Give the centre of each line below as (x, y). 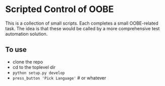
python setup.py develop (39, 73)
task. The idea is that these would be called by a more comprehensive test (82, 28)
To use (16, 50)
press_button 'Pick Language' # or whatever (59, 78)
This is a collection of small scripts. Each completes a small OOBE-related (82, 23)
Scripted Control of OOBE (60, 9)
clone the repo (28, 62)
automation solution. (26, 34)
